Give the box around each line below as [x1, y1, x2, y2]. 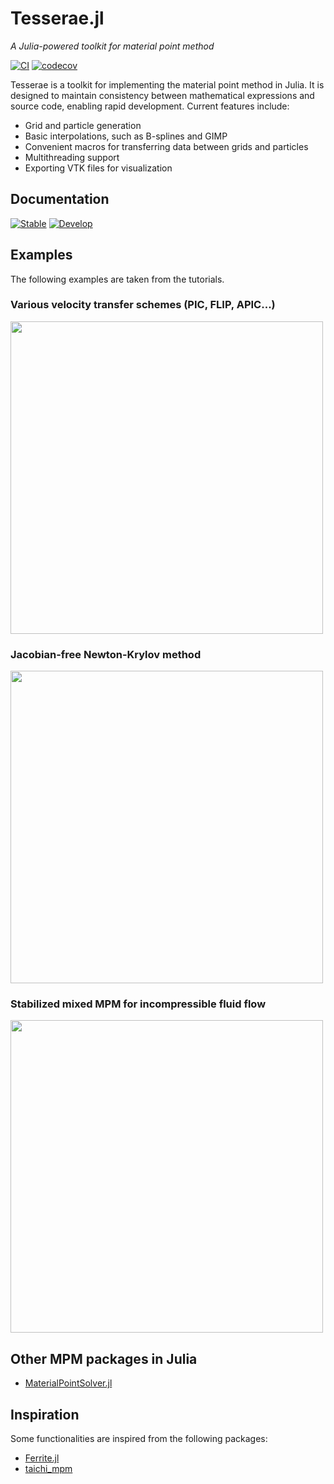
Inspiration [10, 1406, 80, 1423]
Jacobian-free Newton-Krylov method [10, 647, 202, 661]
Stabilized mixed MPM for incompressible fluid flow [10, 997, 267, 1011]
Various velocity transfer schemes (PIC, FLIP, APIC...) [10, 298, 276, 312]
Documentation [10, 191, 110, 208]
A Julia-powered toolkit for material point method [10, 40, 215, 52]
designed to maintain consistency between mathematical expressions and [10, 89, 315, 101]
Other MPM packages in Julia [10, 1350, 198, 1367]
